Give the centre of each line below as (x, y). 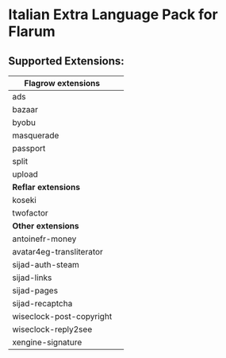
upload (25, 174)
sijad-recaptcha (42, 304)
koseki (25, 200)
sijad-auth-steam (46, 265)
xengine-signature (47, 342)
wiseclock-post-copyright (62, 316)
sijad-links (32, 278)
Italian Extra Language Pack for (113, 15)
